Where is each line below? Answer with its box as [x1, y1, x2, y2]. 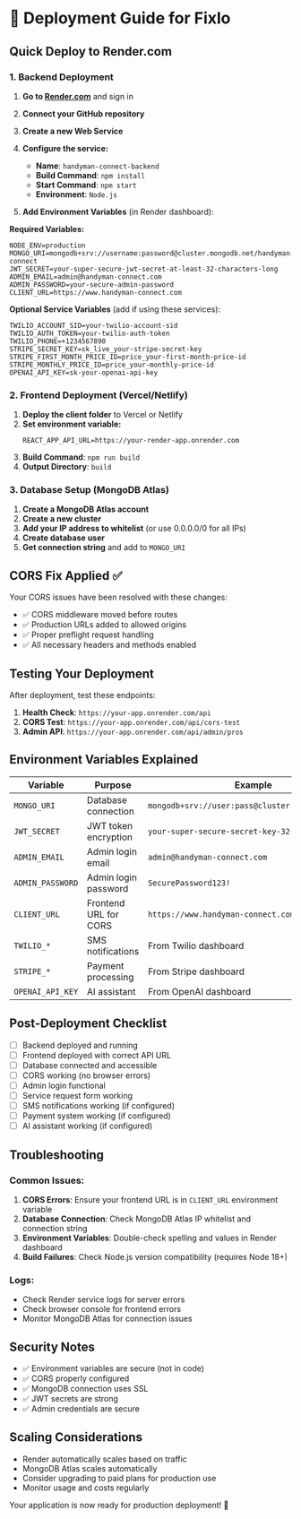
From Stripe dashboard [147, 965, 245, 978]
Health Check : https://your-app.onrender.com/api [21, 707, 212, 718]
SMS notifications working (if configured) [21, 1100, 176, 1111]
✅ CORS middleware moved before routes [21, 609, 178, 620]
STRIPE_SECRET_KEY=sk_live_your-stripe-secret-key [9, 344, 202, 353]
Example [234, 779, 273, 791]
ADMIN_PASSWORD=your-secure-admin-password [9, 280, 175, 289]
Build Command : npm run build [21, 452, 141, 462]
